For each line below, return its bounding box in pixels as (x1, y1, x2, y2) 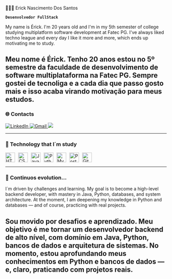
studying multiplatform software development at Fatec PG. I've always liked (5, 29, 164, 35)
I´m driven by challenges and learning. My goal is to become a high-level (5, 185, 159, 192)
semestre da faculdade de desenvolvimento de (5, 63, 159, 72)
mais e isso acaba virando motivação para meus (5, 87, 162, 96)
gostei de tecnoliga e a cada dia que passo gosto (5, 79, 164, 88)
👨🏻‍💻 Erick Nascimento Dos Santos (5, 5, 78, 11)
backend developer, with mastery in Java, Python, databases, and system (5, 191, 161, 197)
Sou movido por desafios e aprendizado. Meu (5, 217, 154, 226)
